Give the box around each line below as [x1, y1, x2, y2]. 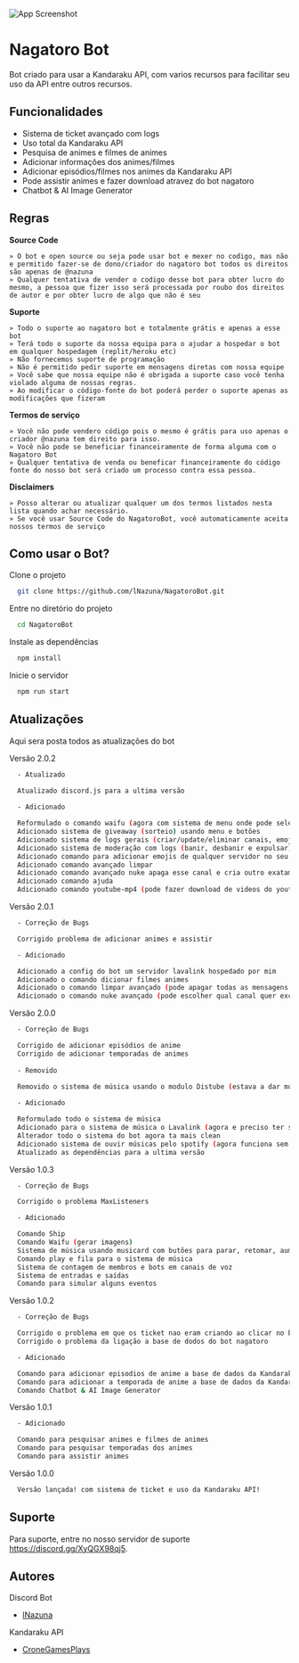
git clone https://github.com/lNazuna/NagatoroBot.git [17, 587, 225, 597]
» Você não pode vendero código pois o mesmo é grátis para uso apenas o [9, 426, 289, 436]
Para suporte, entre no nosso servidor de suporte [9, 1534, 190, 1544]
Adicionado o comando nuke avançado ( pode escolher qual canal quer [17, 992, 277, 1000]
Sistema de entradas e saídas [17, 1271, 129, 1280]
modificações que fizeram [9, 393, 105, 403]
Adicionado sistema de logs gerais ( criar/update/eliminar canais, [17, 835, 273, 844]
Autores [9, 1569, 55, 1585]
